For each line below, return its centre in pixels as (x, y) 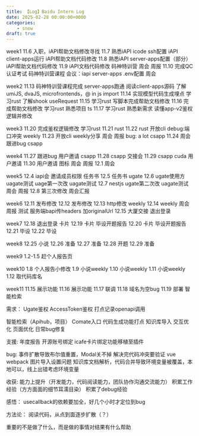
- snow (25, 28)
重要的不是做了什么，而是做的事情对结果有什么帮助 (69, 427)
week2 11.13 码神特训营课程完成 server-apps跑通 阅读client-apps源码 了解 (96, 86)
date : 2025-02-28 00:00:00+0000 (46, 17)
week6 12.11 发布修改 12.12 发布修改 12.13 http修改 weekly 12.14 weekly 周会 (98, 204)
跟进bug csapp (24, 144)
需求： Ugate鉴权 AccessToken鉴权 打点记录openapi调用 (76, 309)
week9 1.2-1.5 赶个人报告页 (40, 257)
